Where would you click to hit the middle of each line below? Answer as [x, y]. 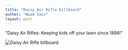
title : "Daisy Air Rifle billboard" [43, 10]
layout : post [19, 19]
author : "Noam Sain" [27, 14]
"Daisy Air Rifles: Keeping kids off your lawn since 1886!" [64, 33]
